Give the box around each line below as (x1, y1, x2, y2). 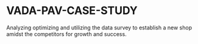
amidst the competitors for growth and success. (6, 30, 127, 37)
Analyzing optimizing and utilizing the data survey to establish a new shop (6, 24, 193, 31)
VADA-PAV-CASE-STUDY (6, 4, 138, 18)
